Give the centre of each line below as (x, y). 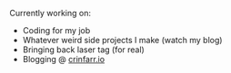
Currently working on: (50, 13)
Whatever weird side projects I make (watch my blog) (122, 40)
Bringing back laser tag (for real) (84, 50)
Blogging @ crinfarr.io (64, 59)
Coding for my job (56, 30)
